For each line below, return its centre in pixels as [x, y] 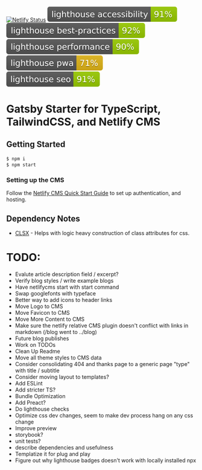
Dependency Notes [43, 218]
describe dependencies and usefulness [64, 448]
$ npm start [21, 165]
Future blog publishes [42, 338]
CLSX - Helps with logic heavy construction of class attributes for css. [102, 233]
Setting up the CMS [35, 180]
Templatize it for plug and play [52, 454]
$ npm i [16, 159]
